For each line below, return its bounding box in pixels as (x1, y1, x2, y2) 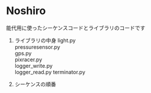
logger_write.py (14, 62, 53, 69)
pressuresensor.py (14, 43, 61, 51)
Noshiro (6, 4, 46, 18)
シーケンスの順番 (14, 81, 57, 88)
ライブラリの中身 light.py (14, 36, 76, 44)
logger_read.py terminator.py (14, 68, 86, 75)
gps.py (14, 49, 32, 57)
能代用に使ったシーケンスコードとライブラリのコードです (6, 24, 146, 31)
